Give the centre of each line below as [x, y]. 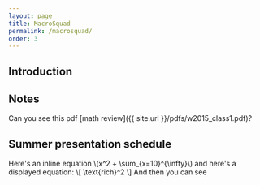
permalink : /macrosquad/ [50, 31]
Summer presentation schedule [90, 144]
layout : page [30, 16]
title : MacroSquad [39, 24]
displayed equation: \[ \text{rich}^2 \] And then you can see [108, 172]
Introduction [41, 71]
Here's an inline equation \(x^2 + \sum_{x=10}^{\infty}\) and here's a [123, 164]
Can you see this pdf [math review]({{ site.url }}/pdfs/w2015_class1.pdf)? [130, 118]
